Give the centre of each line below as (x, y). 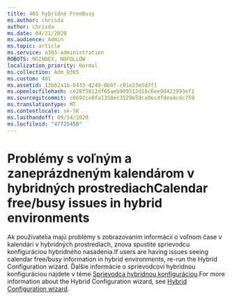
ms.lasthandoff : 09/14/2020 (48, 117)
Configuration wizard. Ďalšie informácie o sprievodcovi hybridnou (101, 267)
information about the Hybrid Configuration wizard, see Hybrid (97, 282)
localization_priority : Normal (53, 66)
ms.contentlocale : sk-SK (43, 111)
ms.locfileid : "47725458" (45, 124)
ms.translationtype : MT (42, 105)
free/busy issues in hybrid (85, 203)
